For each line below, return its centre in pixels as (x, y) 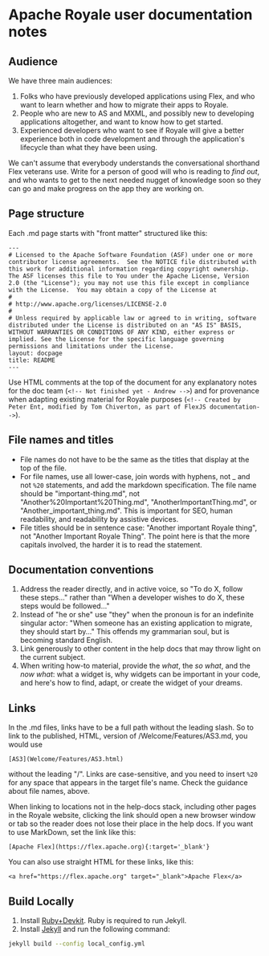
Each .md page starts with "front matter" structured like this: (108, 233)
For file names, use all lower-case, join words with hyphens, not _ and (135, 476)
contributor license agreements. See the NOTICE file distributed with (132, 262)
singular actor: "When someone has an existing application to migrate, (136, 623)
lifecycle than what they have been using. (89, 147)
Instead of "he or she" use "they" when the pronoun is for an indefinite (137, 615)
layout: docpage (35, 353)
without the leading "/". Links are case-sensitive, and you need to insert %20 (133, 774)
